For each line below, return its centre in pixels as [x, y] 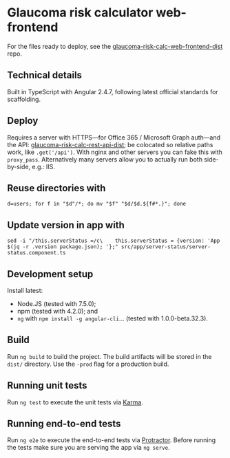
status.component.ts [37, 253]
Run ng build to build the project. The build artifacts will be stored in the [109, 356]
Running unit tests [47, 385]
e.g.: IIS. [43, 166]
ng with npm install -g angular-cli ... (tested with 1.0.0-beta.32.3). [113, 318]
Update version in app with [66, 225]
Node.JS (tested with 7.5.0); [56, 304]
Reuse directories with [56, 188]
